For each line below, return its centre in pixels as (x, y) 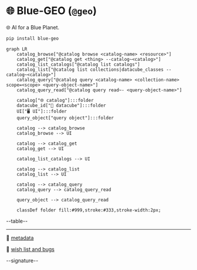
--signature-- (22, 260)
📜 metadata (20, 238)
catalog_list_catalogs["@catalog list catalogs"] (79, 64)
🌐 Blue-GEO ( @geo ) (52, 11)
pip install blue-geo (33, 38)
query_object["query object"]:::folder (65, 118)
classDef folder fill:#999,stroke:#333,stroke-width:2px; (89, 210)
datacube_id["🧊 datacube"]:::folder (62, 105)
